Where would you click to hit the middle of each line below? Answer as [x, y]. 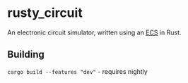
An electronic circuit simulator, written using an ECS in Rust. [94, 32]
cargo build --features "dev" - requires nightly [78, 71]
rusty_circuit [45, 13]
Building [26, 55]
